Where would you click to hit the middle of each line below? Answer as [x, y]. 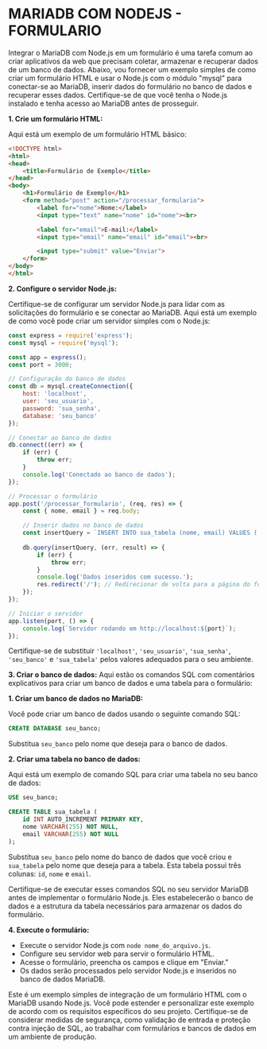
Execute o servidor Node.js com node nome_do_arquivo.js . [115, 945]
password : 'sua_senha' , [62, 408]
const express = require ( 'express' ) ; [71, 335]
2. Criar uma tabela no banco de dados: [75, 759]
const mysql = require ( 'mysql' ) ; [64, 343]
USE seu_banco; [33, 798]
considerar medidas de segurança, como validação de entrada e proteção [130, 1020]
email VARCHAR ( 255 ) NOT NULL [71, 834]
